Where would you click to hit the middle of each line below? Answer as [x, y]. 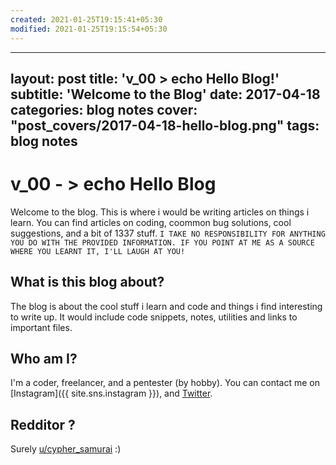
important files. [41, 327]
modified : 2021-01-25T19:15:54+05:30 [89, 29]
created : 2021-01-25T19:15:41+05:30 [86, 19]
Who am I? [44, 359]
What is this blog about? [87, 282]
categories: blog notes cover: [104, 109]
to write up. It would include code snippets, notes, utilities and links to [154, 317]
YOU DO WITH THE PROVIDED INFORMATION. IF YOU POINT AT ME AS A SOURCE [162, 242]
